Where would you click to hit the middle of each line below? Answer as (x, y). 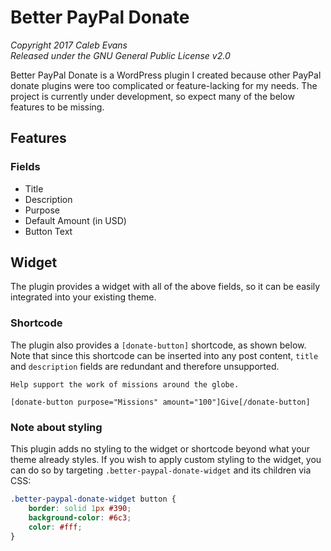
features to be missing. (57, 107)
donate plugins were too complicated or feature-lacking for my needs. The (164, 85)
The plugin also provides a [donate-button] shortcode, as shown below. (158, 345)
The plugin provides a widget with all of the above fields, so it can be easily (165, 287)
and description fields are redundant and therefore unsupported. (145, 366)
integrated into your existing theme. (83, 297)
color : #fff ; (55, 527)
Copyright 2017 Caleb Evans (69, 45)
